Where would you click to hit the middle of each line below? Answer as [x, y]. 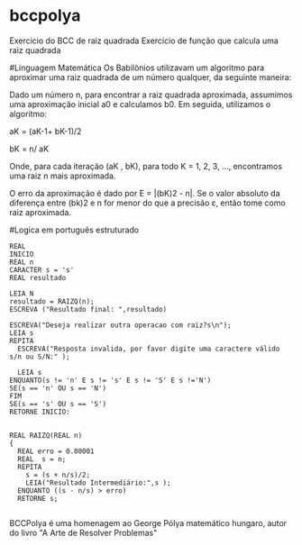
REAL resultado [38, 277]
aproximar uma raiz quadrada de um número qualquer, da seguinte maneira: [151, 77]
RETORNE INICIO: [40, 412]
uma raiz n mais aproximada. [63, 176]
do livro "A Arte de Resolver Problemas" [83, 532]
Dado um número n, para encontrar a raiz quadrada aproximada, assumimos [151, 95]
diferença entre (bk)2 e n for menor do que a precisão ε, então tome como [147, 203]
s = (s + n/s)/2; [58, 475]
